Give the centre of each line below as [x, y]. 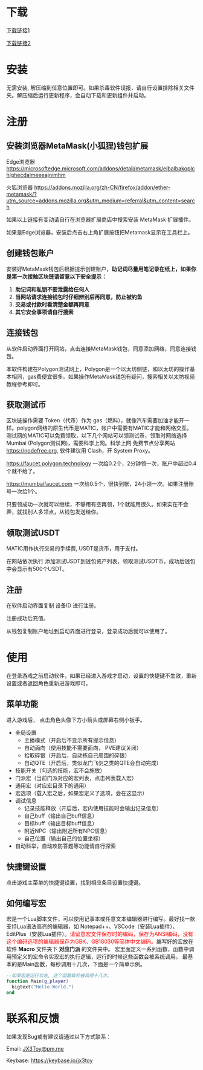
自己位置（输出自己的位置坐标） [64, 838]
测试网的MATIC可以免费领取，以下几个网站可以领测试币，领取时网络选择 [97, 436]
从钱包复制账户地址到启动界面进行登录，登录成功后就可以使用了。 [88, 631]
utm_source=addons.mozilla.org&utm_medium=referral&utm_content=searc [101, 201]
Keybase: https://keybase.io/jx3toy [50, 1060]
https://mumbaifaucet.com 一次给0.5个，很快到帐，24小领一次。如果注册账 [100, 484]
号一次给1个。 [23, 491]
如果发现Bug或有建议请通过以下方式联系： [59, 1036]
